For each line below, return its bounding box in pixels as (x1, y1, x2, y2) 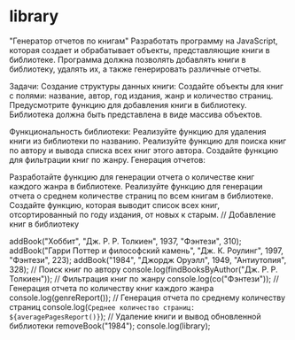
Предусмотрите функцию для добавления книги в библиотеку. (9, 99, 247, 110)
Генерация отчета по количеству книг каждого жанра (9, 282, 214, 293)
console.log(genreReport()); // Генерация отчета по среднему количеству (9, 292, 286, 303)
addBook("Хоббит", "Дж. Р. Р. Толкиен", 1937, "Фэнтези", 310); (9, 236, 242, 246)
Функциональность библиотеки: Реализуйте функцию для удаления (9, 126, 267, 136)
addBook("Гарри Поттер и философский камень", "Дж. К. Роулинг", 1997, (9, 245, 283, 256)
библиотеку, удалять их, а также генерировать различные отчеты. (9, 64, 261, 74)
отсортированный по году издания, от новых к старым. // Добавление (9, 209, 276, 220)
